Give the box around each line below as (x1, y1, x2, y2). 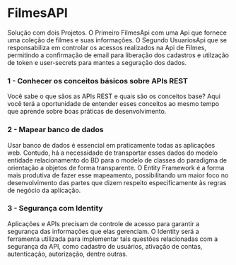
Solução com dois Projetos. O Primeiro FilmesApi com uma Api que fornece (7, 28, 228, 37)
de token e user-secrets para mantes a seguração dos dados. (7, 58, 187, 66)
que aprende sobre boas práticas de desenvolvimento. (7, 107, 167, 116)
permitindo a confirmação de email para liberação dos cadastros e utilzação (7, 51, 230, 59)
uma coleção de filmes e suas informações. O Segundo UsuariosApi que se (7, 35, 228, 44)
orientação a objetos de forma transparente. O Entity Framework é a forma (7, 163, 225, 172)
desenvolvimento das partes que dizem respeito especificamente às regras (7, 178, 227, 187)
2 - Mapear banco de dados (7, 125, 104, 135)
